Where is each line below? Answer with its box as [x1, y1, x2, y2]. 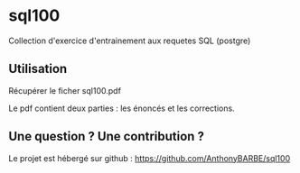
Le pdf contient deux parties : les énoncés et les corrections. [8, 103, 236, 114]
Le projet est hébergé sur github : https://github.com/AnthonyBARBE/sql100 [8, 152, 291, 163]
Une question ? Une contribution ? [8, 129, 205, 144]
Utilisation [8, 61, 68, 77]
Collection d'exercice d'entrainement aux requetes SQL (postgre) [8, 35, 251, 46]
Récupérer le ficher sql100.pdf [8, 85, 121, 96]
